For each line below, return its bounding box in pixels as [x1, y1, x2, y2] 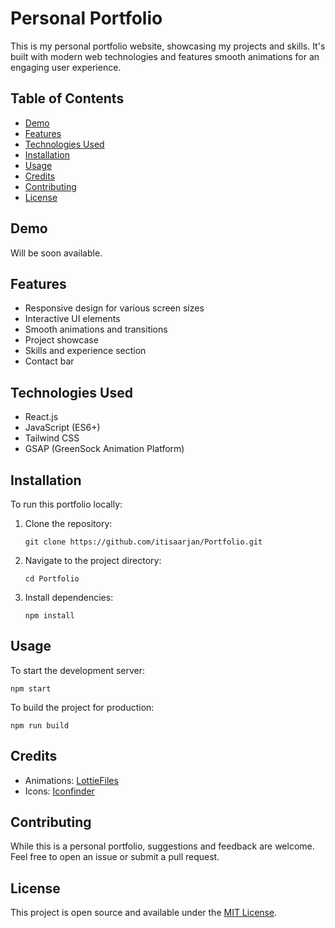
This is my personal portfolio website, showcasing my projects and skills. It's [10, 40, 326, 52]
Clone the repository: [24, 518, 113, 529]
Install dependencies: [24, 592, 114, 603]
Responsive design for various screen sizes [24, 302, 205, 314]
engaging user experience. [10, 61, 122, 73]
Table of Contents [10, 90, 125, 107]
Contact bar [24, 355, 75, 367]
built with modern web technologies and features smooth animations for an [10, 50, 320, 62]
